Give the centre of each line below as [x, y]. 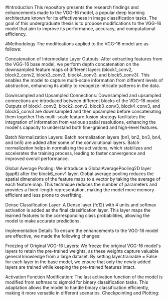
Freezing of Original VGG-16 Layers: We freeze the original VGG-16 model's [83, 246]
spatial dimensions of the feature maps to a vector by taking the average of [83, 179]
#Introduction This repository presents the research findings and [72, 7]
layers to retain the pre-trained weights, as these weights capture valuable [82, 251]
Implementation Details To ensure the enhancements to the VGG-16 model [82, 231]
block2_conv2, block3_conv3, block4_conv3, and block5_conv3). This [77, 75]
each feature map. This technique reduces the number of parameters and [81, 184]
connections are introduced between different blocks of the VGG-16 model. [83, 101]
